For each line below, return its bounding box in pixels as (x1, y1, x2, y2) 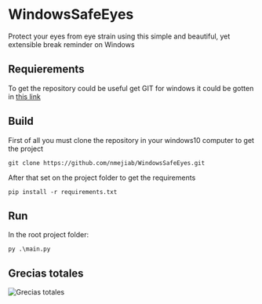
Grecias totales (8, 266, 84, 280)
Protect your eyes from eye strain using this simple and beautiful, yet (8, 31, 231, 41)
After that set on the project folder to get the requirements (8, 173, 196, 182)
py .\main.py (8, 245, 51, 253)
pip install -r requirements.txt (8, 188, 118, 196)
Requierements (8, 63, 85, 76)
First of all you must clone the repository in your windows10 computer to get (8, 135, 255, 145)
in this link (8, 92, 41, 101)
